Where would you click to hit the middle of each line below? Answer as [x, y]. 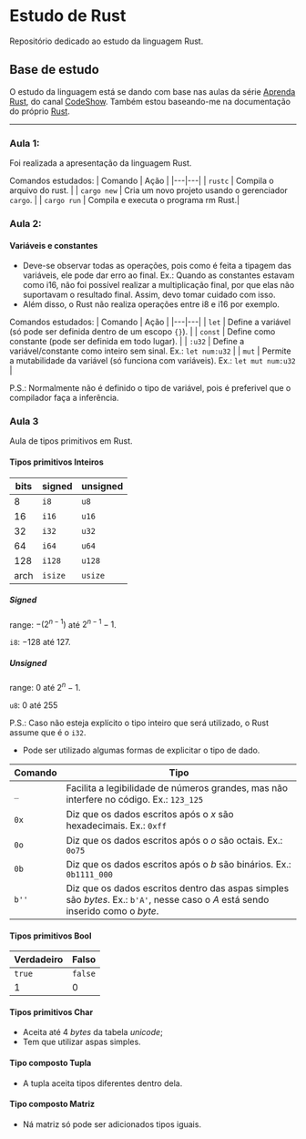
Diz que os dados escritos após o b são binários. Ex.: [178, 864]
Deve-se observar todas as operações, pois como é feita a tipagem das [157, 266]
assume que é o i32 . [48, 732]
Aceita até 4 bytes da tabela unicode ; [93, 1032]
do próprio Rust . [40, 111]
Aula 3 [24, 422]
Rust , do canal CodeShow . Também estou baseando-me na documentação [150, 101]
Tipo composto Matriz [52, 1104]
